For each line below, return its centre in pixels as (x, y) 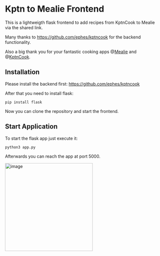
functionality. (18, 42)
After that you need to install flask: (39, 93)
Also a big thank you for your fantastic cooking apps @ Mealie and (71, 52)
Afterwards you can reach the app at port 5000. (53, 156)
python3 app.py (20, 147)
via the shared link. (24, 27)
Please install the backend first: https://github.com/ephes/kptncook (72, 84)
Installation (22, 72)
